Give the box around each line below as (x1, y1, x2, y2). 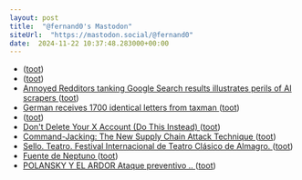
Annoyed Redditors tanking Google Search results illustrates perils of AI (22, 83, 292, 94)
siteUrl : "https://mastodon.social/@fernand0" (9, 30, 194, 39)
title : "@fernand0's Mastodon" (9, 22, 132, 31)
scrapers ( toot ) (22, 93, 79, 104)
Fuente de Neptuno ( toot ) (22, 151, 119, 162)
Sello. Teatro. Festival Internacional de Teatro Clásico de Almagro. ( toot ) (22, 141, 294, 152)
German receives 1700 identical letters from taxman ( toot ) (22, 102, 240, 114)
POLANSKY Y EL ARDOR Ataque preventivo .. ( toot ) (22, 160, 216, 171)
